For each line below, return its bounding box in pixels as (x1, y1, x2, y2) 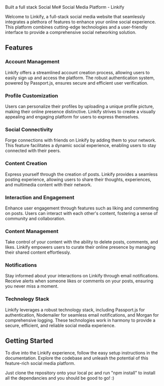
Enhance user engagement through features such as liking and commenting (5, 205, 159, 211)
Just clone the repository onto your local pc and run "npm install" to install (5, 370, 156, 376)
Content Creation (5, 160, 48, 167)
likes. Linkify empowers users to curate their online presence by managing (5, 244, 156, 250)
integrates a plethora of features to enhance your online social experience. (5, 19, 156, 25)
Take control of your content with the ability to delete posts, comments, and (5, 239, 158, 245)
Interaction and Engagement (5, 194, 75, 201)
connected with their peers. (5, 148, 61, 154)
